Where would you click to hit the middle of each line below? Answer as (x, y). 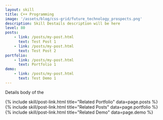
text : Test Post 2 (37, 51)
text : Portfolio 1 (37, 64)
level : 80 (15, 28)
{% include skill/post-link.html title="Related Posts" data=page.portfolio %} (81, 107)
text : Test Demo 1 (37, 78)
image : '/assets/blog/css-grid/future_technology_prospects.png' (74, 19)
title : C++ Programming (30, 14)
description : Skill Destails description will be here (63, 23)
